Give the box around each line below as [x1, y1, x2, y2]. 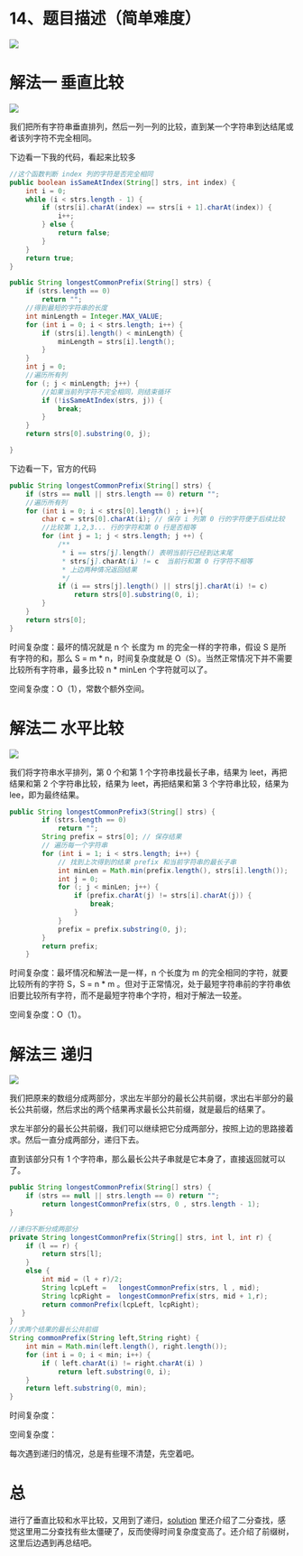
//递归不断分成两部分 [9, 1225, 78, 1234]
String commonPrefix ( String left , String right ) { [9, 1334, 200, 1343]
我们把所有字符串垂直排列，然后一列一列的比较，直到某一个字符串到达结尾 [9, 121, 286, 132]
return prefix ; [41, 941, 99, 951]
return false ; [57, 228, 111, 238]
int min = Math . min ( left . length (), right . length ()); [25, 1342, 228, 1351]
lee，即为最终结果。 [9, 789, 84, 800]
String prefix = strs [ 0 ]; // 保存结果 [41, 833, 182, 842]
